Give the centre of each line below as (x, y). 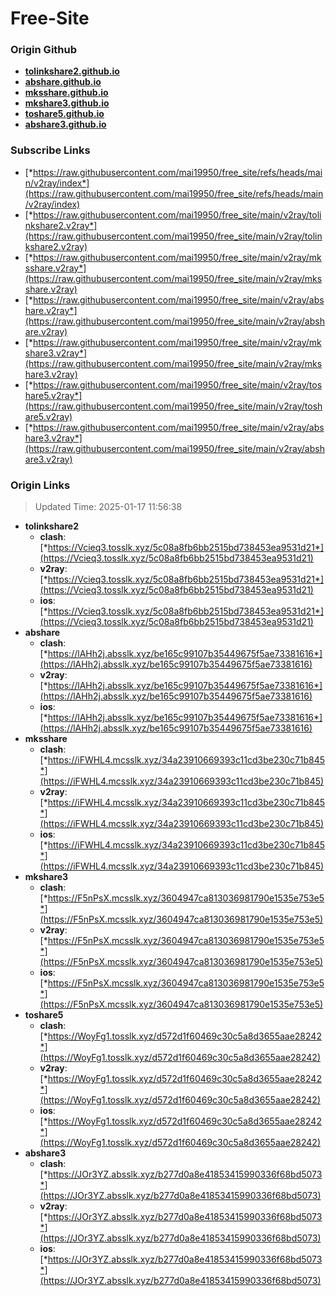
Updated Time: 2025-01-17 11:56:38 (108, 507)
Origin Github (44, 50)
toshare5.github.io (64, 114)
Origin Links (40, 485)
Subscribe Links (50, 150)
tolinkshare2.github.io (72, 71)
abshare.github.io (63, 82)
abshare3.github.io (65, 124)
